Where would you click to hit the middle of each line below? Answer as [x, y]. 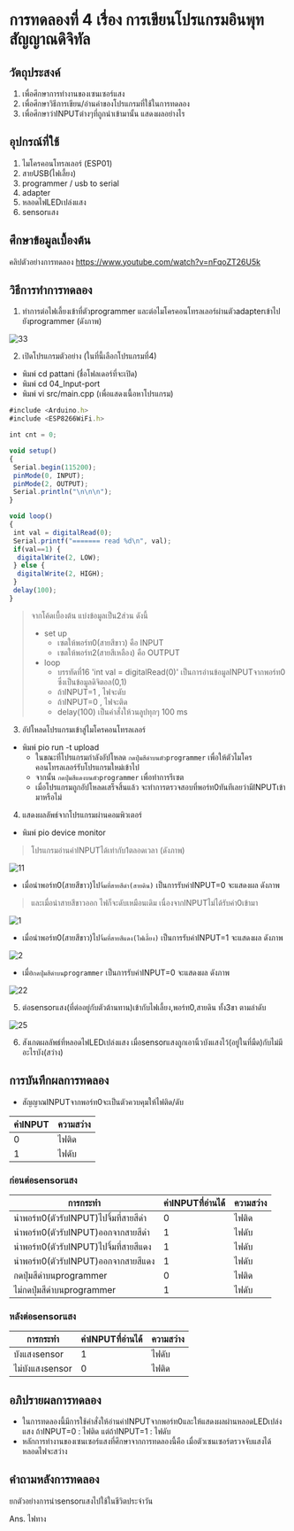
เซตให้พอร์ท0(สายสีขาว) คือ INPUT [110, 642]
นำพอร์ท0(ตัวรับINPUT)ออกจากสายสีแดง [84, 1261]
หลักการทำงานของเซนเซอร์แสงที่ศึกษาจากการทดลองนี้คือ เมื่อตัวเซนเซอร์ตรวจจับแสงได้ [147, 1442]
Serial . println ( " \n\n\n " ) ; [63, 492]
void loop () [31, 516]
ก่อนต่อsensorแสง [43, 1180]
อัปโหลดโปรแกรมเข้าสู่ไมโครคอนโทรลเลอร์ [84, 729]
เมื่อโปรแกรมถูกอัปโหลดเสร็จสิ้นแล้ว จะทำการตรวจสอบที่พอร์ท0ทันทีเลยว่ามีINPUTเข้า [160, 787]
